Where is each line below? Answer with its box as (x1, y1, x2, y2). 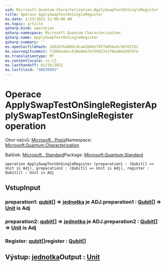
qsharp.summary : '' (5, 40, 46, 45)
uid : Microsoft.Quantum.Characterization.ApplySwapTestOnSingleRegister (5, 7, 159, 12)
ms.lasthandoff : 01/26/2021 (5, 63, 63, 68)
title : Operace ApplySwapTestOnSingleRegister (5, 12, 103, 17)
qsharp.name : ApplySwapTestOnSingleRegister (5, 35, 99, 40)
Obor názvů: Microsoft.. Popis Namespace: (5, 137, 92, 143)
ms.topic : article (5, 21, 43, 26)
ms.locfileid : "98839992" (5, 68, 58, 73)
